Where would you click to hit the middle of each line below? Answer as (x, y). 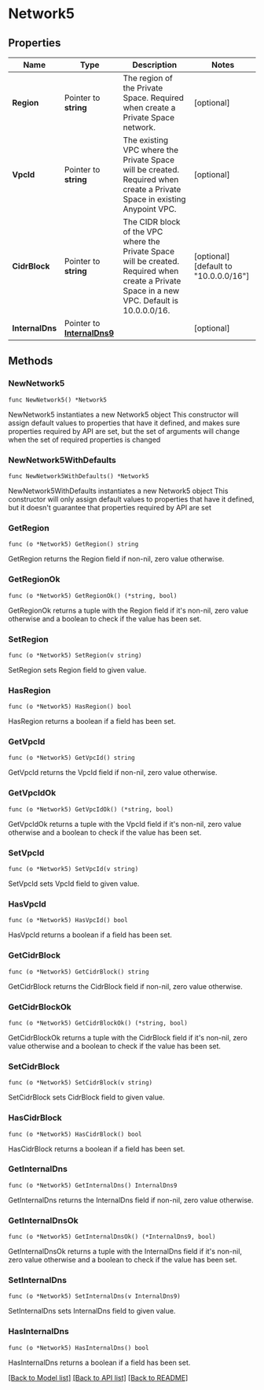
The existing (146, 140)
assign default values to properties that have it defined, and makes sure (124, 423)
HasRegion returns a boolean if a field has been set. (92, 721)
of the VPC (143, 232)
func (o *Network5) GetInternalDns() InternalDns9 (93, 1185)
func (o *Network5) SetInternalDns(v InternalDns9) (94, 1296)
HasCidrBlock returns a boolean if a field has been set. (97, 1149)
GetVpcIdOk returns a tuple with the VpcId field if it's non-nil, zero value (125, 824)
